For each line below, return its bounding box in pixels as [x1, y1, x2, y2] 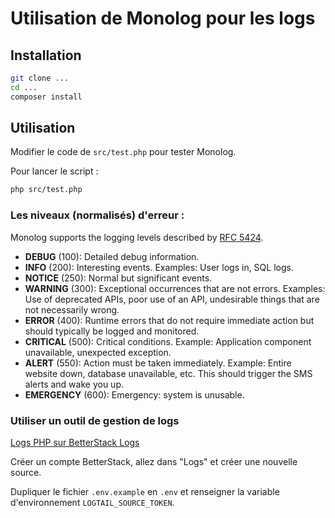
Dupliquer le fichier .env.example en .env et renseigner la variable [10, 485, 280, 497]
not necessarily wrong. [24, 303, 120, 316]
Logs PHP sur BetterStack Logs [10, 436, 140, 448]
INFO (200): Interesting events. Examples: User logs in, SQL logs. [24, 261, 294, 273]
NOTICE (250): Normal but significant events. [24, 272, 213, 284]
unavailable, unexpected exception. [24, 346, 172, 358]
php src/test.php [10, 185, 83, 195]
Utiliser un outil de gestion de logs [10, 413, 180, 427]
